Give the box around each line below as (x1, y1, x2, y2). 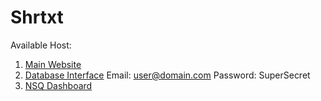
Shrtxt (10, 6, 64, 29)
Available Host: (10, 39, 72, 51)
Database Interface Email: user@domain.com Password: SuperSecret (24, 69, 311, 81)
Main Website (24, 58, 82, 70)
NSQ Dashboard (24, 79, 93, 91)
